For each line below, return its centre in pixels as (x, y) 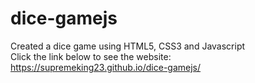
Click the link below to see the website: (91, 56)
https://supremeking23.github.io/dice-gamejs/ (106, 67)
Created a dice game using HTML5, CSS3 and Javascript (128, 46)
